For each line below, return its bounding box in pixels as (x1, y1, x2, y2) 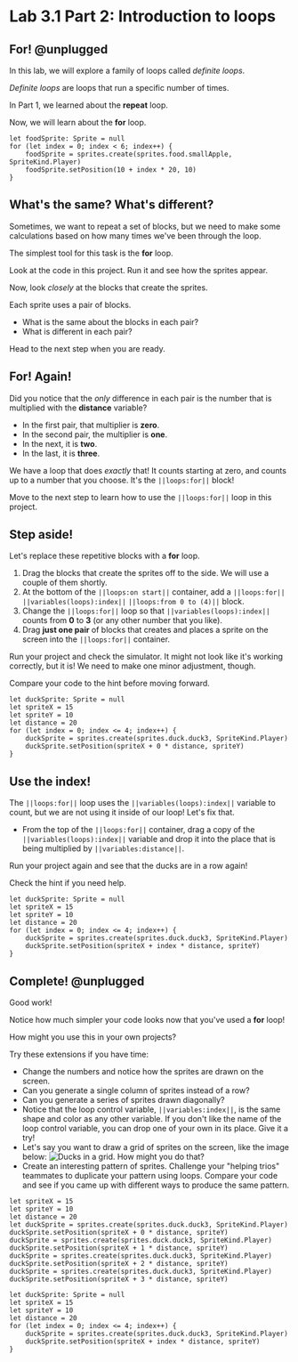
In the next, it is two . (21, 438, 98, 449)
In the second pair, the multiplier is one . (21, 429, 167, 440)
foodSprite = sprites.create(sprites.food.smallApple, (25, 150, 233, 158)
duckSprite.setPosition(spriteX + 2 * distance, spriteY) (9, 1260, 229, 1269)
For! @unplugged (9, 42, 109, 57)
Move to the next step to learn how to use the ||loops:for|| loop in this (9, 491, 272, 502)
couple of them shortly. (21, 577, 109, 588)
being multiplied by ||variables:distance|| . (21, 843, 185, 854)
